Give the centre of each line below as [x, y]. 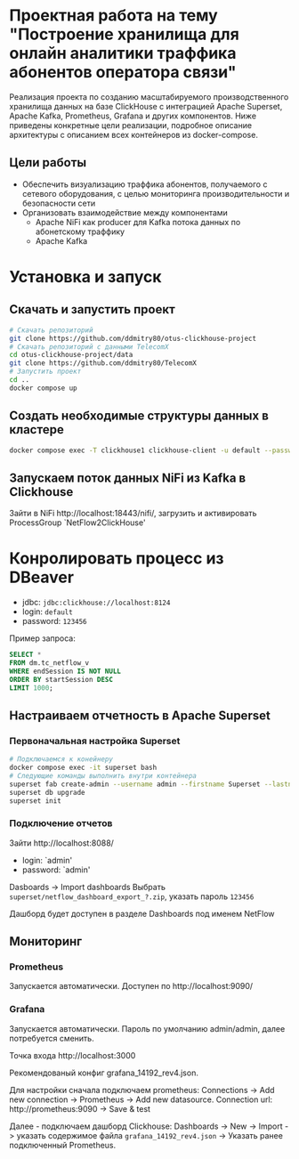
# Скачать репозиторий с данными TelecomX [89, 347]
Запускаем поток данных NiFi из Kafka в [128, 478]
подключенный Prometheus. [63, 1145]
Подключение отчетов [61, 823]
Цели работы [48, 162]
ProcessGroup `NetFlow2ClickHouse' [77, 523]
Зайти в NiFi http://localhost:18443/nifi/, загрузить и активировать [133, 514]
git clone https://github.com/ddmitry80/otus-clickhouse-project [133, 338]
